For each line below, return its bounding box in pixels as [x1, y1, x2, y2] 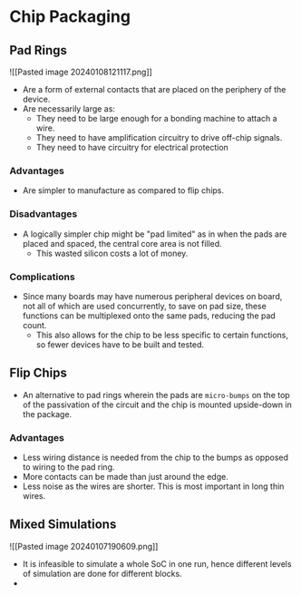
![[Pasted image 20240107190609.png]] [9, 541, 159, 551]
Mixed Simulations [9, 517, 117, 532]
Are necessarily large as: [22, 103, 116, 114]
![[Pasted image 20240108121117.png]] [9, 66, 152, 77]
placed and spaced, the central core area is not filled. [22, 238, 222, 249]
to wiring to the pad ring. [22, 462, 115, 473]
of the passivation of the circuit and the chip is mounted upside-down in [22, 399, 292, 410]
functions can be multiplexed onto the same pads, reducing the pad [22, 310, 277, 321]
